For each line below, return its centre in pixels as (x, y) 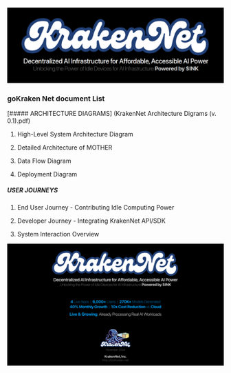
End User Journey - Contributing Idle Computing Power (96, 207)
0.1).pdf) (19, 121)
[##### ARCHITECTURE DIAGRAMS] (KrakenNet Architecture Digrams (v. (112, 114)
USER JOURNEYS (33, 190)
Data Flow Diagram (44, 161)
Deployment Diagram (47, 174)
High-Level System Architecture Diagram (75, 134)
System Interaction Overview (58, 234)
